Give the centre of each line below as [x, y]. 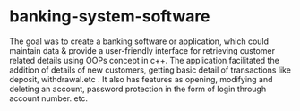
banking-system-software [110, 17]
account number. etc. [48, 98]
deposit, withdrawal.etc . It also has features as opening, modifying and [141, 79]
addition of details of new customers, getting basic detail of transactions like [150, 70]
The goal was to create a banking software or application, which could [139, 41]
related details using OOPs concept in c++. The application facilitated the [144, 60]
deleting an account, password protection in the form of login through [138, 89]
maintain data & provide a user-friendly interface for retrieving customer [142, 50]
